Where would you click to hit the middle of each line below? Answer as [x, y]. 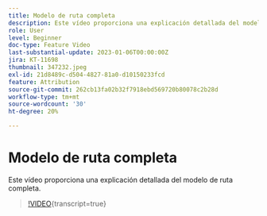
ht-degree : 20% [33, 112]
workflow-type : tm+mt [44, 97]
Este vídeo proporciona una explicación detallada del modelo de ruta [120, 179]
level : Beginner [35, 38]
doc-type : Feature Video [49, 45]
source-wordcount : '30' [48, 104]
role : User [26, 30]
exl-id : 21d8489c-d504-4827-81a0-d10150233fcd [87, 75]
